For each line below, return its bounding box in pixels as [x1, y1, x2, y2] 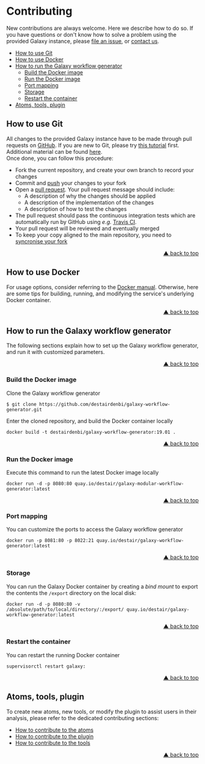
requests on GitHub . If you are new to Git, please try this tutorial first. [6, 142, 180, 149]
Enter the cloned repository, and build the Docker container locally [6, 417, 173, 425]
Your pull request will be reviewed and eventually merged [15, 225, 160, 232]
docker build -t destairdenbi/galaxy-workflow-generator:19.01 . [6, 429, 176, 435]
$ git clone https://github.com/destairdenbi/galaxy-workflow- [6, 401, 171, 407]
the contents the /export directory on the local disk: [6, 589, 137, 596]
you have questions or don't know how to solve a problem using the [6, 31, 177, 38]
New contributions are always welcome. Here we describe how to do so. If [6, 24, 193, 32]
